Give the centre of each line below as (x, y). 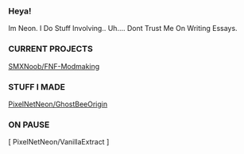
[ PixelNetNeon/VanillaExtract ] (59, 142)
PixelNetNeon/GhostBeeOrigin (58, 104)
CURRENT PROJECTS (50, 49)
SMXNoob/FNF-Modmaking (54, 66)
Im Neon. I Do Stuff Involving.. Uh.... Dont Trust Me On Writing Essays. (123, 29)
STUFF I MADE (37, 87)
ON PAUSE (29, 125)
